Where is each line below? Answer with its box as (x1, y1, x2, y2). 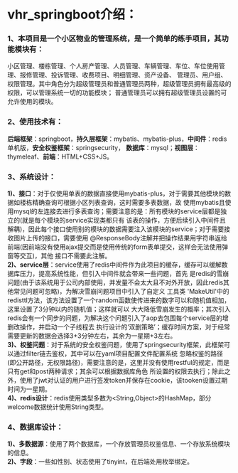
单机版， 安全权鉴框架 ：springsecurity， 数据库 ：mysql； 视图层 (7, 143, 194, 152)
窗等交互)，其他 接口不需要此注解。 (7, 252, 112, 260)
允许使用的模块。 (7, 97, 58, 106)
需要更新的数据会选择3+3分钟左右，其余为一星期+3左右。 (7, 331, 177, 340)
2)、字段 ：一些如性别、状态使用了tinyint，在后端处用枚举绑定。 (7, 457, 194, 466)
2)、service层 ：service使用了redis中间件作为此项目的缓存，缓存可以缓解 (7, 260, 222, 269)
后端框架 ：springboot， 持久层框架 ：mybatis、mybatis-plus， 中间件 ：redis (7, 134, 227, 143)
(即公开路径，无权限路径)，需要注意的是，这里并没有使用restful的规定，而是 (7, 358, 229, 367)
